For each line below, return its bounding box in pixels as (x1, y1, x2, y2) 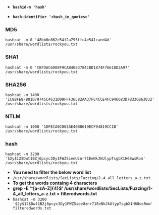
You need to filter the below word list (12, 169, 91, 175)
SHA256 (5, 81, 27, 88)
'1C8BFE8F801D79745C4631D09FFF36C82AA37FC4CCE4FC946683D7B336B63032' (5, 97, 155, 102)
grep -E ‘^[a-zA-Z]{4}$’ (12, 185, 64, 191)
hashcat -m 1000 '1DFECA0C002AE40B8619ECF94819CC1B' (5, 124, 119, 129)
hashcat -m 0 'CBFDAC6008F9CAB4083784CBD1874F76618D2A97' (5, 65, 130, 70)
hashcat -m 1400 (5, 92, 39, 97)
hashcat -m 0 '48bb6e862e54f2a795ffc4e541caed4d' (5, 37, 112, 43)
